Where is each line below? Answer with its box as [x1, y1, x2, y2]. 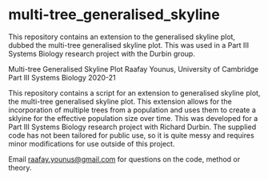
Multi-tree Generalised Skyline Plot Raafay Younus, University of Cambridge [8, 64, 259, 73]
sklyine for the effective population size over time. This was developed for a [8, 113, 258, 123]
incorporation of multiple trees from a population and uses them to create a [8, 105, 256, 115]
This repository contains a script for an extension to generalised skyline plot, [8, 88, 261, 97]
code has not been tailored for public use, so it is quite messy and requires [8, 130, 254, 140]
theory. [8, 162, 32, 172]
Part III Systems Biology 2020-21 [8, 72, 116, 82]
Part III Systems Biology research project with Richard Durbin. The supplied [8, 122, 257, 131]
